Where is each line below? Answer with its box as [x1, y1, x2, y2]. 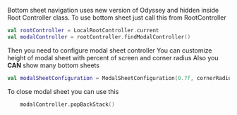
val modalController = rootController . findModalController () [7, 33, 191, 41]
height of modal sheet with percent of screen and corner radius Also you [7, 53, 219, 62]
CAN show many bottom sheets [7, 61, 100, 69]
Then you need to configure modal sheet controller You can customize [7, 46, 212, 55]
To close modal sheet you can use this [7, 87, 119, 95]
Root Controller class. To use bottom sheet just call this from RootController [7, 13, 227, 22]
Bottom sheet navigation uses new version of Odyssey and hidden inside [7, 6, 219, 14]
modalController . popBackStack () [20, 101, 115, 108]
